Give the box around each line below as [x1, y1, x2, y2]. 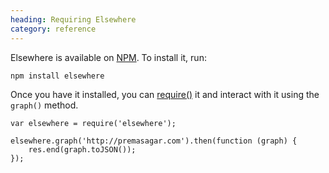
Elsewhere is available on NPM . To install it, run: [10, 51, 207, 63]
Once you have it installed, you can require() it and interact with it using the [10, 88, 320, 100]
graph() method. [10, 99, 79, 111]
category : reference [10, 24, 97, 34]
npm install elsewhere [10, 71, 105, 81]
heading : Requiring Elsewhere [10, 14, 137, 25]
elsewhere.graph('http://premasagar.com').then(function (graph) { [10, 136, 298, 146]
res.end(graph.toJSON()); [28, 144, 137, 155]
